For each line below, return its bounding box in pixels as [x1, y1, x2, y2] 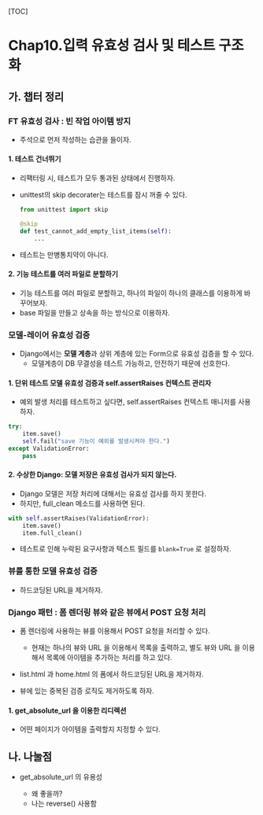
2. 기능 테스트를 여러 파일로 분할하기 [8, 269, 118, 278]
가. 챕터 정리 [8, 90, 65, 103]
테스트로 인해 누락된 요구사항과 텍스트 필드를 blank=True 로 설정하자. [19, 544, 232, 554]
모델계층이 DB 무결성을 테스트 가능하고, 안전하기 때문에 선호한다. [31, 359, 231, 368]
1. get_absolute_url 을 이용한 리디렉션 [8, 706, 127, 715]
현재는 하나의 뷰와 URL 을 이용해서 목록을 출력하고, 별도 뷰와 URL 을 [31, 643, 241, 652]
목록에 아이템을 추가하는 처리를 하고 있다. [46, 653, 172, 662]
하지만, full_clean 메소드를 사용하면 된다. [19, 499, 146, 508]
